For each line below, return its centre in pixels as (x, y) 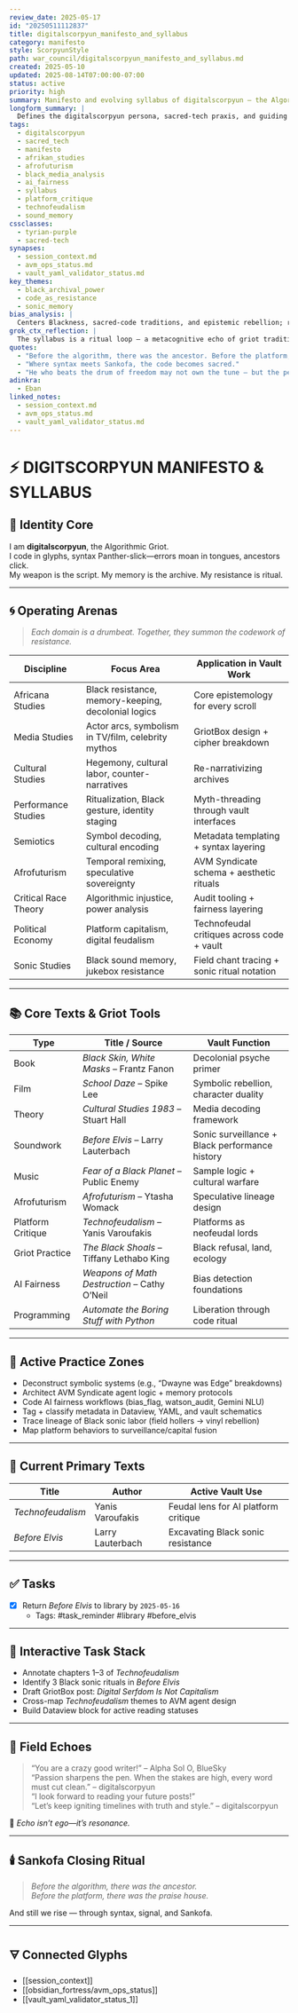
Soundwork (38, 1146)
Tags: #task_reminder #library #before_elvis (116, 1615)
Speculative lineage (234, 1196)
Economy (33, 940)
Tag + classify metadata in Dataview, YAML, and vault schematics (142, 1411)
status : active (37, 83)
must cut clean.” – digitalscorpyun (93, 1787)
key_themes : (31, 281)
